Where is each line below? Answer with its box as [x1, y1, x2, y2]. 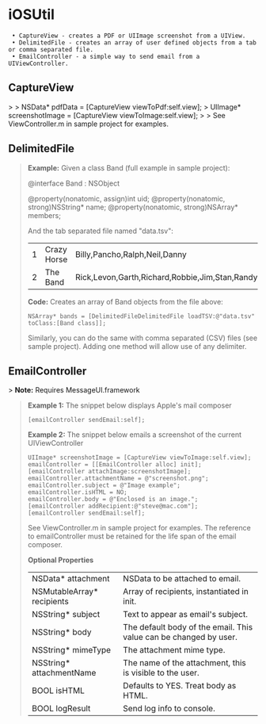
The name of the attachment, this [122, 657, 247, 668]
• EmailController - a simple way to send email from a [11, 52, 200, 60]
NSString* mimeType [31, 645, 112, 656]
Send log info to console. [122, 703, 215, 714]
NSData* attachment [31, 573, 110, 584]
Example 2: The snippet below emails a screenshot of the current [27, 430, 242, 439]
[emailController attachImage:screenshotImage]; [27, 468, 192, 476]
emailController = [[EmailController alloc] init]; [27, 461, 202, 469]
